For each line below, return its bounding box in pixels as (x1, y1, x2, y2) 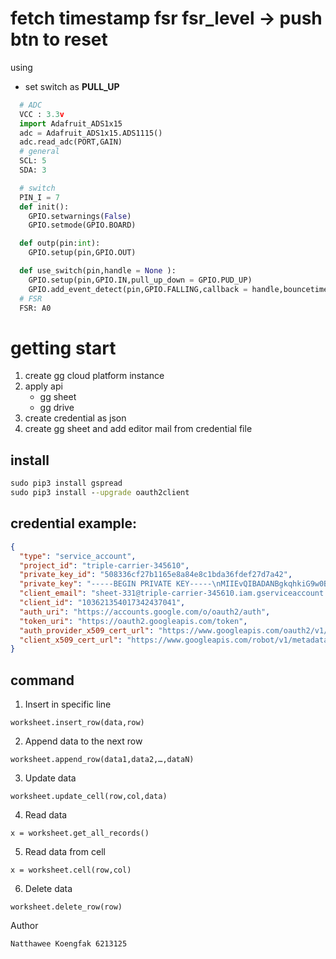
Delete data (24, 883, 73, 895)
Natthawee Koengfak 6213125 (10, 939, 128, 949)
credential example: (10, 515, 138, 532)
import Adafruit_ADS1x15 (19, 118, 123, 129)
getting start (10, 337, 117, 359)
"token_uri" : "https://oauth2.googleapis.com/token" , (19, 616, 248, 626)
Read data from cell (24, 846, 106, 858)
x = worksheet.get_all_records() (10, 828, 150, 839)
